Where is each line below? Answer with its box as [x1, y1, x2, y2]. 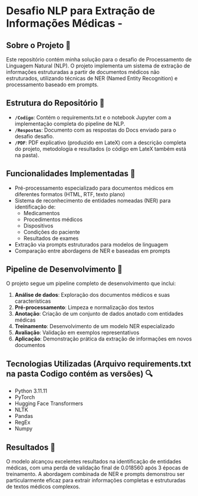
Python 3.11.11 [14, 387, 48, 394]
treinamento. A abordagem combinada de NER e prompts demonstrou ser [6, 471, 185, 478]
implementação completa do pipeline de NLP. [14, 120, 126, 127]
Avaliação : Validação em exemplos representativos [14, 329, 140, 336]
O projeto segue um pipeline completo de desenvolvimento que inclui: [6, 280, 176, 287]
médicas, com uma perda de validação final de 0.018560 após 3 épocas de [6, 464, 189, 471]
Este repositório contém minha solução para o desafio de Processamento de [6, 56, 192, 63]
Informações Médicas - [6, 17, 123, 30]
